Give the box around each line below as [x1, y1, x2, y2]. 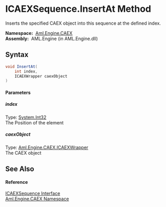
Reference [5, 179, 28, 185]
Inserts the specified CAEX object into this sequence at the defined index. [5, 20, 161, 26]
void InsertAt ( [5, 64, 38, 69]
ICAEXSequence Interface [5, 191, 60, 197]
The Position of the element [5, 119, 64, 126]
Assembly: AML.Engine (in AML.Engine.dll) [5, 35, 98, 42]
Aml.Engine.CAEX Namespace [5, 196, 69, 202]
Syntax [5, 50, 29, 59]
